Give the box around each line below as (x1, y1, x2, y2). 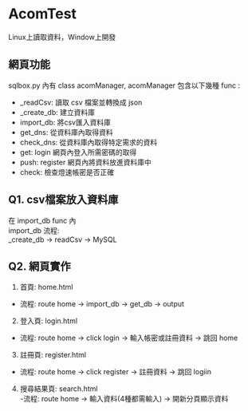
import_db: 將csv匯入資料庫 (19, 117, 112, 127)
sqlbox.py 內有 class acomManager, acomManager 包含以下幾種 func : (8, 81, 241, 90)
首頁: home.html (19, 283, 73, 292)
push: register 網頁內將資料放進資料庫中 (19, 157, 152, 167)
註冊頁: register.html (19, 350, 86, 360)
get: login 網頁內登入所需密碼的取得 (19, 147, 137, 156)
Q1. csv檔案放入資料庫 (8, 193, 119, 207)
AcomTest (8, 5, 77, 23)
